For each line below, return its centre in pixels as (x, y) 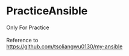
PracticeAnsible (47, 11)
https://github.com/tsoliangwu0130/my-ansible (64, 46)
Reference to (22, 40)
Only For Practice (28, 27)
